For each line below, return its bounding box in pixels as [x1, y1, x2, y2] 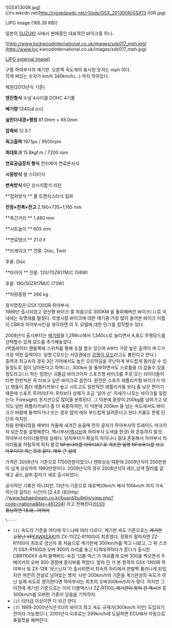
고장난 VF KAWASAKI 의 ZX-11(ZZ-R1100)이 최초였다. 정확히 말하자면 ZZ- [12, 534, 160, 540]
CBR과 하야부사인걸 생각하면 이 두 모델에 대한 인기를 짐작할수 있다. [10, 321, 145, 328]
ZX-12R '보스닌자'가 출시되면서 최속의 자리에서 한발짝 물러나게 [32, 566, 157, 572]
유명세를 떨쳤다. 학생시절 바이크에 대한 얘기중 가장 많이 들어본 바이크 [18, 315, 156, 321]
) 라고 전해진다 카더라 [63, 501, 105, 507]
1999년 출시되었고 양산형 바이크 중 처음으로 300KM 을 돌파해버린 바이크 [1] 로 [5, 309, 161, 315]
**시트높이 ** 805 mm [5, 226, 51, 232]
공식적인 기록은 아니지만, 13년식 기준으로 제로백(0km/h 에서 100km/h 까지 [5, 483, 154, 488]
